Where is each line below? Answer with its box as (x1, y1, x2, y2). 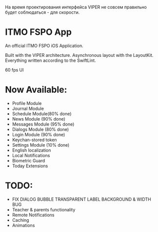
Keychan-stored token (12, 137, 57, 143)
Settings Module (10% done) (12, 142, 70, 148)
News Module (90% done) (12, 116, 66, 122)
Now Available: (5, 84, 67, 95)
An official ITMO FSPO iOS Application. (5, 43, 84, 49)
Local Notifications (12, 152, 50, 158)
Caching (12, 217, 29, 223)
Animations (12, 222, 35, 228)
